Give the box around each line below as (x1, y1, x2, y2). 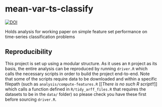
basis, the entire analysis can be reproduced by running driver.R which (5, 66, 148, 71)
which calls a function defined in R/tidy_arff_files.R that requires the (5, 86, 146, 92)
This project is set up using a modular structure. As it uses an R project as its (5, 60, 157, 66)
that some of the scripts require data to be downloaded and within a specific (5, 76, 157, 81)
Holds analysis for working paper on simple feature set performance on (5, 28, 147, 34)
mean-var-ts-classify (5, 3, 93, 14)
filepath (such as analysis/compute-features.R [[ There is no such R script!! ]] (5, 81, 158, 87)
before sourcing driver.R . (5, 96, 57, 102)
